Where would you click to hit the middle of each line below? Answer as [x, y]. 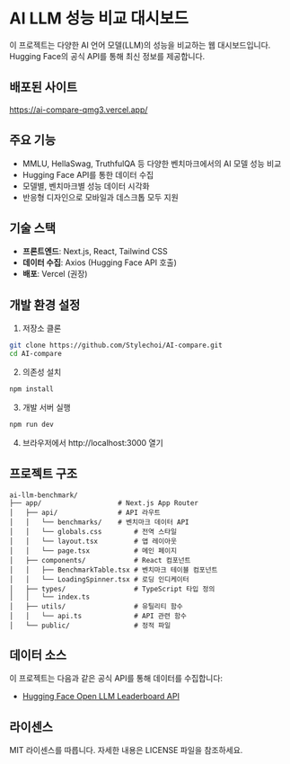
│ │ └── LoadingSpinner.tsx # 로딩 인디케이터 [99, 579]
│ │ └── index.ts [50, 597]
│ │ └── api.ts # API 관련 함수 [98, 616]
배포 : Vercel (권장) [55, 274]
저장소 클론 [42, 328]
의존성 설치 [42, 372]
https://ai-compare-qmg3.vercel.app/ [79, 110]
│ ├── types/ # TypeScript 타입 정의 [112, 589]
